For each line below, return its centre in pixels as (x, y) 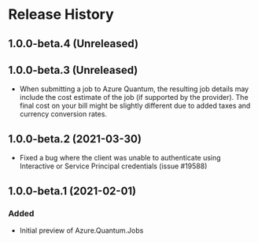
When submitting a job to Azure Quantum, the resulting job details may (134, 89)
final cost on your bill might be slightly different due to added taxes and (135, 106)
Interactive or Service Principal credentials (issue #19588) (113, 166)
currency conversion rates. (63, 114)
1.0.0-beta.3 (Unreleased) (73, 70)
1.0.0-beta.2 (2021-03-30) (75, 139)
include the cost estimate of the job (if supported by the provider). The (134, 98)
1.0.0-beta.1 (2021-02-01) (72, 191)
